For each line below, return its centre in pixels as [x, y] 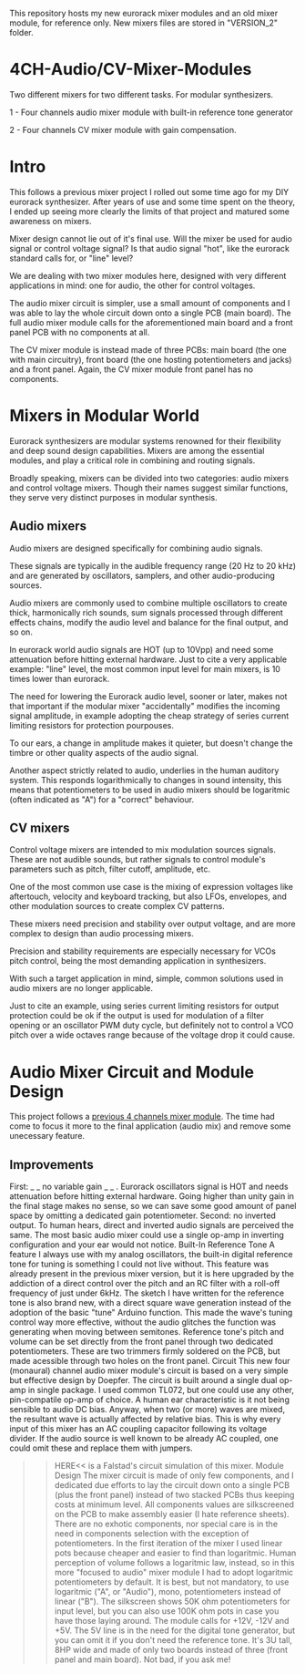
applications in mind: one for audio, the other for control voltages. [132, 285]
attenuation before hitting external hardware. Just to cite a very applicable [148, 659]
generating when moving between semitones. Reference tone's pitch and [147, 1332]
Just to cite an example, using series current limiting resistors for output [144, 1006]
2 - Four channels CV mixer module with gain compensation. [123, 129]
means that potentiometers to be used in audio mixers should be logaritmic [150, 790]
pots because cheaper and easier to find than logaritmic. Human [175, 1553]
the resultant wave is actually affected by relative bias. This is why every [145, 1419]
